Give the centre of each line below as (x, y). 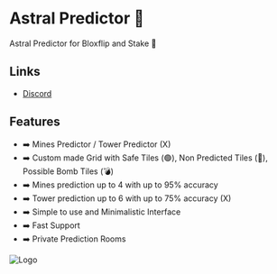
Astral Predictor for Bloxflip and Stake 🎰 (83, 43)
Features (35, 122)
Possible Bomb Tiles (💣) (68, 171)
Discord (37, 93)
